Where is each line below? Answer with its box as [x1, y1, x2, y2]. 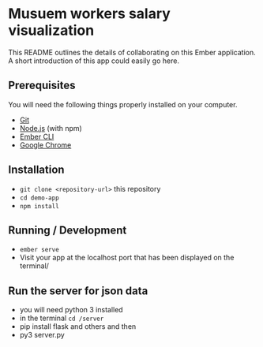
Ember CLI [19, 132, 54, 141]
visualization [8, 21, 95, 39]
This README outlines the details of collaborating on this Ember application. [8, 47, 256, 57]
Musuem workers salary [8, 5, 171, 23]
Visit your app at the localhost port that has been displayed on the [19, 253, 235, 263]
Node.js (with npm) [19, 123, 83, 132]
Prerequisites [8, 79, 76, 92]
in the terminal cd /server [19, 313, 104, 323]
